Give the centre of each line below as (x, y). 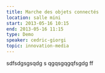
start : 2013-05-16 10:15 (38, 23)
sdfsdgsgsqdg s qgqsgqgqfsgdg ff (50, 63)
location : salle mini (34, 18)
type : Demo (20, 35)
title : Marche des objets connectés (52, 12)
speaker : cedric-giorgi (36, 40)
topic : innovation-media (38, 46)
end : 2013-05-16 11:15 (35, 29)
